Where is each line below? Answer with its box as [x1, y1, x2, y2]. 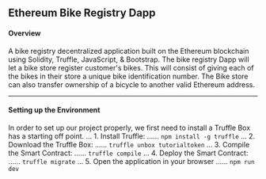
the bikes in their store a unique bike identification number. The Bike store [8, 71, 249, 81]
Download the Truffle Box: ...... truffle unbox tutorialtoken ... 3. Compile [8, 139, 250, 149]
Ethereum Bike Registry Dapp [8, 6, 156, 20]
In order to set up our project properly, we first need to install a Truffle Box [8, 123, 251, 132]
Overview [8, 28, 41, 38]
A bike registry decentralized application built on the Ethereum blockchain [8, 46, 249, 55]
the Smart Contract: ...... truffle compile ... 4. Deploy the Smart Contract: [8, 148, 249, 158]
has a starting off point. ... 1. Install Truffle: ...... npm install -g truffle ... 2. [8, 131, 256, 141]
